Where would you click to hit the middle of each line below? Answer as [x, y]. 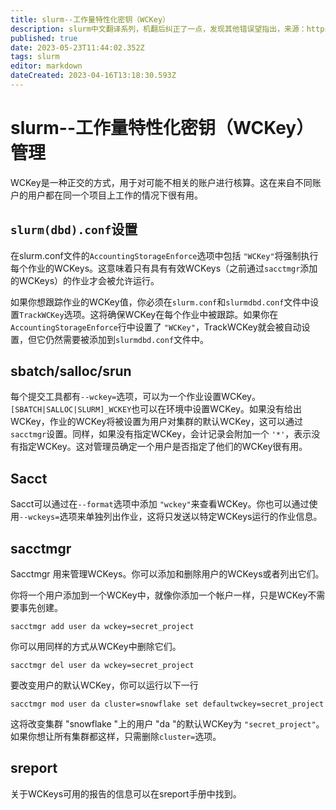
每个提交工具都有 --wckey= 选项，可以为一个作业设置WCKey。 [135, 397]
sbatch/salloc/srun [71, 371]
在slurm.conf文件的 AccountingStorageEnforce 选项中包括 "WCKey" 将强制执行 [164, 255]
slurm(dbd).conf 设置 [74, 229]
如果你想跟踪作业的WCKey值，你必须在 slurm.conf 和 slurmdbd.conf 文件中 [160, 302]
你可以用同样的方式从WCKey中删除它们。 [96, 647]
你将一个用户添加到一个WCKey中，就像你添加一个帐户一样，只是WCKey [159, 595]
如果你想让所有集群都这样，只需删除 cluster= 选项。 [116, 737]
